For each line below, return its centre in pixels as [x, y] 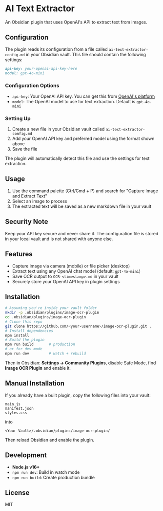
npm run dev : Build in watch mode [46, 472]
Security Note [27, 222]
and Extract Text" [30, 196]
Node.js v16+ [26, 467]
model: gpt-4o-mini [25, 73]
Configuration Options [32, 86]
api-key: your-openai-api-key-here [41, 68]
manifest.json [20, 408]
